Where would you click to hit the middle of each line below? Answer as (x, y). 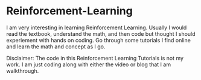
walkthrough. (23, 70)
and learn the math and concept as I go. (56, 47)
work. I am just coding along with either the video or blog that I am (88, 64)
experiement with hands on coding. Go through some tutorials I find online (99, 40)
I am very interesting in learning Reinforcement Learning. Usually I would (97, 27)
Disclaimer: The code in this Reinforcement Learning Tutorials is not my (95, 58)
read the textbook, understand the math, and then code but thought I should (101, 33)
